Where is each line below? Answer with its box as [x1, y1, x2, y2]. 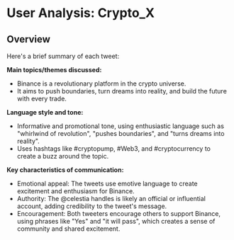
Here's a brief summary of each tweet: [6, 52, 120, 60]
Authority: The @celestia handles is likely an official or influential [16, 195, 206, 202]
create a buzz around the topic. [16, 152, 109, 160]
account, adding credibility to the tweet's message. [16, 202, 167, 210]
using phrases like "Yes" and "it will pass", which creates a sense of [16, 217, 216, 225]
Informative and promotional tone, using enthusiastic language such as [16, 122, 225, 130]
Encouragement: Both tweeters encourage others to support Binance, [16, 210, 221, 217]
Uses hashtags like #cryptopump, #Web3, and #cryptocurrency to [16, 144, 211, 153]
